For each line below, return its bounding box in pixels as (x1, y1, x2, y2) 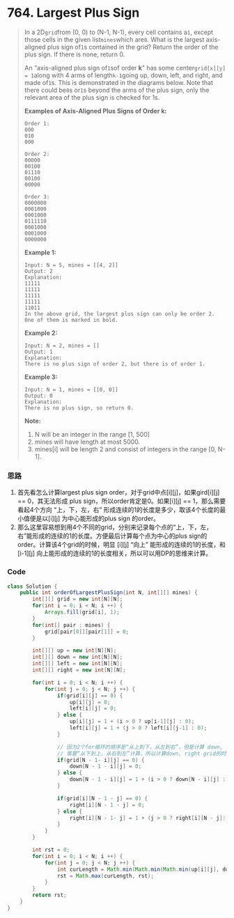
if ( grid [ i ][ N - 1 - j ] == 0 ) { (56, 795, 148, 802)
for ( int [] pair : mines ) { (32, 621, 111, 628)
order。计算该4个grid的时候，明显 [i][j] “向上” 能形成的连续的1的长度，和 (17, 540, 226, 549)
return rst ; (32, 892, 68, 899)
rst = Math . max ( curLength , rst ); (56, 872, 155, 879)
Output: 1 (24, 348, 54, 355)
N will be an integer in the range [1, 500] (34, 430, 150, 438)
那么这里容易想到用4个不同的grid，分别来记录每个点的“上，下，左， (17, 523, 212, 531)
